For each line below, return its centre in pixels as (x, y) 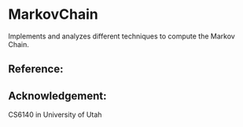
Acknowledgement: (57, 96)
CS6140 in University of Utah (55, 114)
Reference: (36, 69)
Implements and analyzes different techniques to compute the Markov (122, 36)
